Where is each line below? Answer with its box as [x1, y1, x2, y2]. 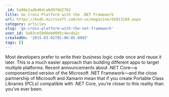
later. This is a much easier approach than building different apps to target [5, 59, 159, 65]
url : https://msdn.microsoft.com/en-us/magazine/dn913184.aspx [5, 17, 141, 22]
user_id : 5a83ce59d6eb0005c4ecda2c [5, 31, 80, 36]
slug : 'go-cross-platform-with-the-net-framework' [5, 26, 114, 31]
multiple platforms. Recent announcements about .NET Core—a [5, 64, 137, 70]
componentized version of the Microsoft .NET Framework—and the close [5, 70, 157, 76]
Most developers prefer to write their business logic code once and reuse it [5, 54, 162, 60]
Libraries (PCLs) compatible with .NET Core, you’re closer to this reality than [5, 80, 164, 86]
